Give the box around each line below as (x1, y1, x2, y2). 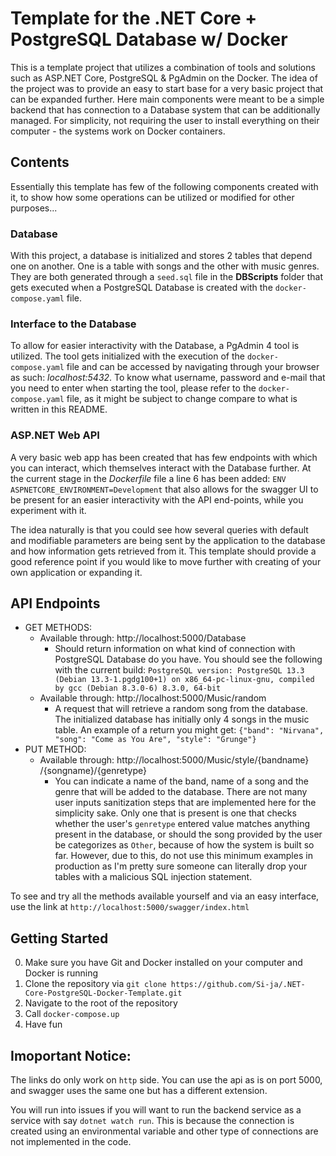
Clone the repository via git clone (24, 978, 167, 990)
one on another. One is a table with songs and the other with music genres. (10, 260, 320, 272)
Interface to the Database (10, 317, 137, 331)
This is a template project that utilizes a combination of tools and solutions (10, 61, 316, 73)
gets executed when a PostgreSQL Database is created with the (10, 282, 273, 294)
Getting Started (10, 930, 109, 947)
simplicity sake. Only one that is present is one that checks (54, 807, 297, 819)
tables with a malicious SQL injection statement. (54, 871, 253, 883)
